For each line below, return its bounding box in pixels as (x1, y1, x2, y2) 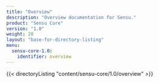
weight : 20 (6, 31, 34, 37)
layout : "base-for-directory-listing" (6, 37, 104, 43)
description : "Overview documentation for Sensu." (6, 14, 137, 20)
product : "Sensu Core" (6, 20, 63, 26)
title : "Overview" (6, 8, 53, 15)
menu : (6, 43, 20, 49)
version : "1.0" (6, 25, 45, 32)
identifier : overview (17, 54, 71, 60)
